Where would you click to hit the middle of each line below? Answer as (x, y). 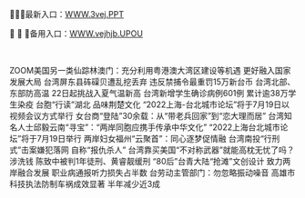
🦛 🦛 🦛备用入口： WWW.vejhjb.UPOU (76, 34)
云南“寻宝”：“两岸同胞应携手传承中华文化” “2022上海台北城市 (164, 127)
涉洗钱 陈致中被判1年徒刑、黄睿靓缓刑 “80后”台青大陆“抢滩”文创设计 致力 (146, 161)
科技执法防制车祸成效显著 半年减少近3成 (85, 184)
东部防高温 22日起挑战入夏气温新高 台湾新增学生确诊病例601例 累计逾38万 (149, 93)
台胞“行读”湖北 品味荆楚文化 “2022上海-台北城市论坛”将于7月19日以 (162, 104)
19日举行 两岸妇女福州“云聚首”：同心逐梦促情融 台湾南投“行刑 (165, 139)
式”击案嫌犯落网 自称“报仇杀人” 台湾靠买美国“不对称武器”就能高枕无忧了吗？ (152, 150)
